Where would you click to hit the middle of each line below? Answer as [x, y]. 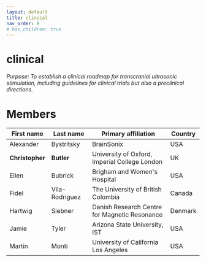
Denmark [183, 211]
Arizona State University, [128, 225]
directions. [20, 90]
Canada [181, 193]
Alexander [24, 144]
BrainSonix [108, 144]
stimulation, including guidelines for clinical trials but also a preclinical [95, 83]
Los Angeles [110, 250]
